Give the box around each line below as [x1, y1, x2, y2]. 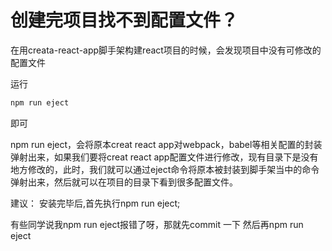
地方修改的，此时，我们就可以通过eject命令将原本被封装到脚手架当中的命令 [10, 163, 320, 175]
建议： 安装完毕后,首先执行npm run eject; [10, 197, 181, 209]
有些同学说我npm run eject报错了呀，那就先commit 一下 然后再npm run [10, 218, 304, 230]
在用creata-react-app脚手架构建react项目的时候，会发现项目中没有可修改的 [10, 44, 322, 56]
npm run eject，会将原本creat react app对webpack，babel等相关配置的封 [10, 138, 314, 150]
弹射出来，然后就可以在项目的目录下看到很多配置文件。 [10, 176, 238, 188]
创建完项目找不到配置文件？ [10, 9, 239, 32]
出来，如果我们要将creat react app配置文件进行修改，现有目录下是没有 [27, 151, 319, 163]
